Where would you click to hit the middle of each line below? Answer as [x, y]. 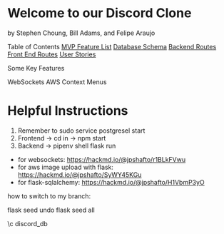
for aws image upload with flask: [66, 167]
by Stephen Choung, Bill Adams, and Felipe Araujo [81, 33]
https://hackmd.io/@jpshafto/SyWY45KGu [80, 174]
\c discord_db [27, 223]
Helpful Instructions [68, 111]
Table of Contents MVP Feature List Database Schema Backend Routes [112, 46]
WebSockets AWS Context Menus [57, 82]
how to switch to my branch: [49, 196]
